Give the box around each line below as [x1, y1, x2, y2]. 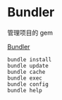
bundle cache [7, 68, 46, 75]
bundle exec [7, 75, 42, 82]
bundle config [7, 80, 49, 88]
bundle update [7, 62, 49, 69]
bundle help [7, 87, 42, 94]
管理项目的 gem [7, 28, 53, 37]
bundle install [7, 56, 52, 63]
